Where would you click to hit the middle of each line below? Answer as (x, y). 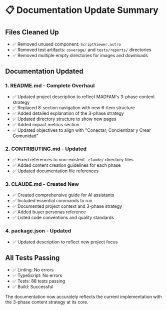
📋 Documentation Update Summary (82, 10)
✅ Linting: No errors (33, 270)
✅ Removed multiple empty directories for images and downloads (80, 55)
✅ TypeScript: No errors (37, 275)
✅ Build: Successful (33, 287)
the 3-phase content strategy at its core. (47, 302)
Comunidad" (25, 136)
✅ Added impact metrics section (46, 124)
